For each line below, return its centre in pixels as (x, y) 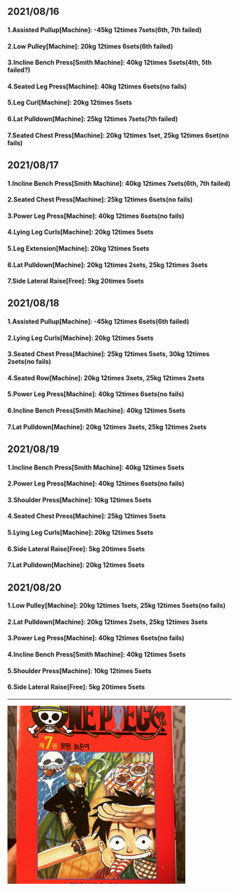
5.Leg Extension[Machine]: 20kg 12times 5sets (78, 248)
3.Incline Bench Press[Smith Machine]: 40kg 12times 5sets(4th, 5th (110, 63)
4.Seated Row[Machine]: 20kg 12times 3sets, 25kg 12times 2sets (106, 377)
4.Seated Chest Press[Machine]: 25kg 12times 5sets (86, 516)
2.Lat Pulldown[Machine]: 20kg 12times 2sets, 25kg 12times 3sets (108, 622)
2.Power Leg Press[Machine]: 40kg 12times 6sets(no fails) (96, 484)
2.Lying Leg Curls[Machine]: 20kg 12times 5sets (81, 338)
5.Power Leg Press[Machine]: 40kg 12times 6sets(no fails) (96, 394)
